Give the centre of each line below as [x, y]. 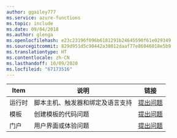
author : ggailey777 [31, 12]
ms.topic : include [30, 23]
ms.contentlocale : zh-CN [38, 58]
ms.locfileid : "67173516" [39, 69]
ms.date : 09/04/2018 [33, 29]
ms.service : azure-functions [43, 18]
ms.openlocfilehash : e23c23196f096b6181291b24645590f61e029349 [89, 40]
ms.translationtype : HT [37, 52]
